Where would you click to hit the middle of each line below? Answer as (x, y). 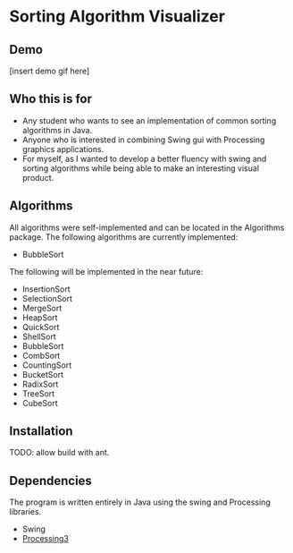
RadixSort (40, 384)
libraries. (25, 512)
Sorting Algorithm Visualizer (117, 17)
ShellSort (39, 336)
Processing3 (46, 539)
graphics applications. (63, 149)
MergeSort (42, 308)
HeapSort (40, 317)
